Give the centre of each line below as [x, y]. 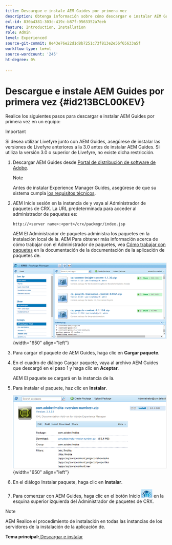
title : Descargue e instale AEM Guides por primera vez [66, 11]
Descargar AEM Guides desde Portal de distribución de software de [84, 162]
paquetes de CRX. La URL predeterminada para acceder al [74, 209]
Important [16, 131]
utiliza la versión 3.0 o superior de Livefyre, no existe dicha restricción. [80, 153]
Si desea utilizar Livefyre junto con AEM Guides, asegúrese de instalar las [83, 142]
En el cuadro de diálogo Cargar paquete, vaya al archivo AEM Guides [85, 363]
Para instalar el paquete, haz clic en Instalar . [60, 388]
